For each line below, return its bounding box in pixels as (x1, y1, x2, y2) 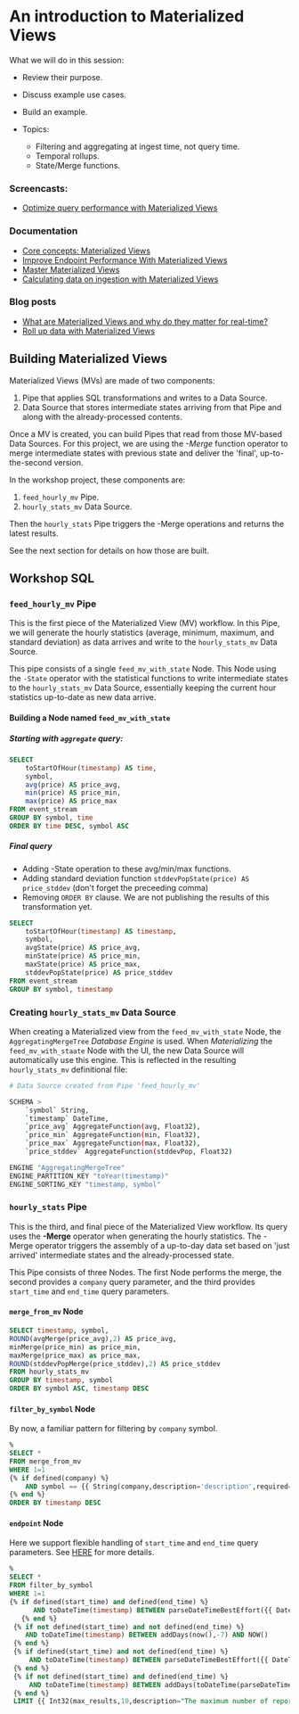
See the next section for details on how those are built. (9, 545, 210, 556)
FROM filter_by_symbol (9, 1581, 93, 1590)
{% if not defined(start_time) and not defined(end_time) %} (12, 1622, 245, 1631)
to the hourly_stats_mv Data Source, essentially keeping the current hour (9, 682, 277, 693)
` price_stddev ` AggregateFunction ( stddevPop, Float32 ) (25, 1148, 233, 1157)
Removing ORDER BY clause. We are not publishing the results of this (21, 892, 270, 902)
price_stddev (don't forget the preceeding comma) (21, 882, 209, 893)
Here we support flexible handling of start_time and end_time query (9, 1537, 259, 1548)
